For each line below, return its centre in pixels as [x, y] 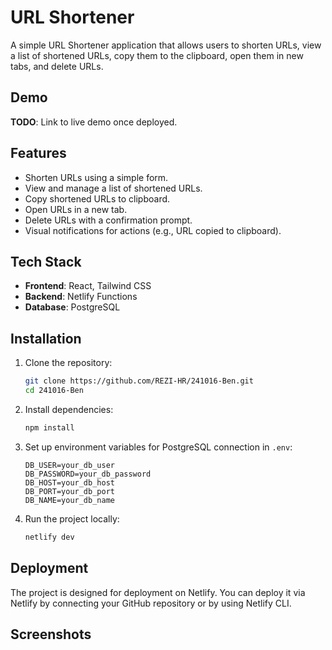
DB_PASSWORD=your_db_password [88, 474]
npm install [49, 427]
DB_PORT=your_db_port [69, 491]
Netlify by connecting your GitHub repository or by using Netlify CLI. [151, 603]
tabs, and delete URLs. [57, 66]
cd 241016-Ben [54, 391]
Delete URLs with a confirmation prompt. [108, 220]
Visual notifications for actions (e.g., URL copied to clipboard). [153, 230]
